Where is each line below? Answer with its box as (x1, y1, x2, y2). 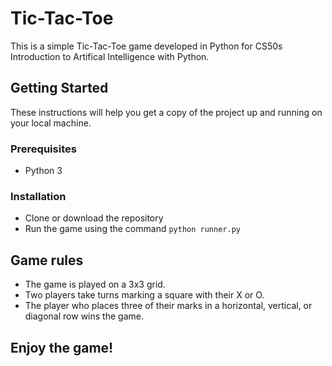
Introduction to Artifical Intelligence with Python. (10, 50, 210, 62)
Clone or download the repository (24, 212, 164, 224)
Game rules (10, 252, 84, 269)
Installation (10, 189, 67, 203)
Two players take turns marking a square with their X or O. (24, 289, 265, 301)
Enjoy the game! (10, 339, 114, 356)
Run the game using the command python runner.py (24, 223, 241, 235)
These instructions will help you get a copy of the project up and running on (10, 106, 323, 118)
